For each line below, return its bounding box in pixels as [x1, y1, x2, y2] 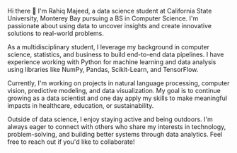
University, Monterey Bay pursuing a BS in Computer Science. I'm [7, 14, 199, 23]
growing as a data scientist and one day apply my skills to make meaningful [7, 94, 228, 102]
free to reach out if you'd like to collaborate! [7, 137, 135, 146]
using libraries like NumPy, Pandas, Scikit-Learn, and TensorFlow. [7, 66, 199, 73]
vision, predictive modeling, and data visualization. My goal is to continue [7, 87, 221, 94]
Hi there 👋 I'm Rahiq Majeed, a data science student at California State [7, 7, 212, 15]
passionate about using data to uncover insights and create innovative [7, 22, 212, 30]
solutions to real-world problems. [7, 29, 105, 37]
